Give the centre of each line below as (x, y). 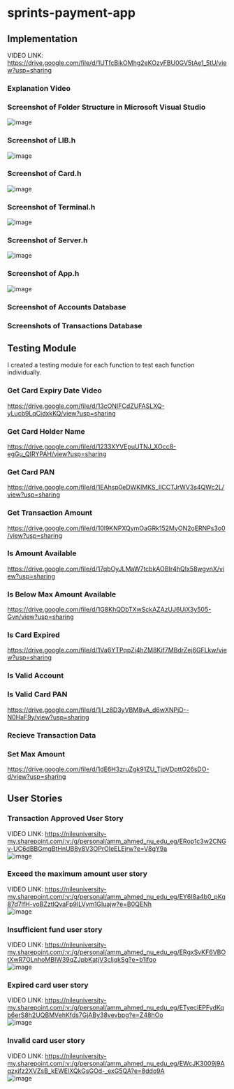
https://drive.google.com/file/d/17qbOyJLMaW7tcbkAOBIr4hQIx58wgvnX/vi (116, 569)
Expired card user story (48, 985)
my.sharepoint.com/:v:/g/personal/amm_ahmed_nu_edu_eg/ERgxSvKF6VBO (117, 952)
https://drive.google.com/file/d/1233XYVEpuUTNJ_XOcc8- (92, 446)
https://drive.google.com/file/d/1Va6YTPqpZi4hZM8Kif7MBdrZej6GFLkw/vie (117, 650)
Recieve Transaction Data (52, 735)
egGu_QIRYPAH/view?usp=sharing (57, 454)
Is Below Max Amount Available (62, 594)
